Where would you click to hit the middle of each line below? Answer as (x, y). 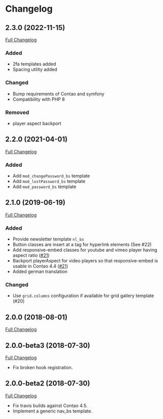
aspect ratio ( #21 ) (31, 255)
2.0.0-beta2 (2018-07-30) (48, 384)
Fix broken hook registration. (43, 368)
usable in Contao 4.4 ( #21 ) (40, 266)
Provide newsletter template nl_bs (48, 239)
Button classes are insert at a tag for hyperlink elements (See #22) (82, 245)
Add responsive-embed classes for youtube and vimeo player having (85, 250)
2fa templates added (34, 64)
